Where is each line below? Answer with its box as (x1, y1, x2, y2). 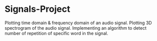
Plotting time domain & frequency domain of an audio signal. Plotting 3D (4, 20, 152, 26)
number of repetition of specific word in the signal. (4, 30, 108, 36)
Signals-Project (4, 3, 71, 15)
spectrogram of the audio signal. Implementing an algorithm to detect (4, 25, 147, 31)
